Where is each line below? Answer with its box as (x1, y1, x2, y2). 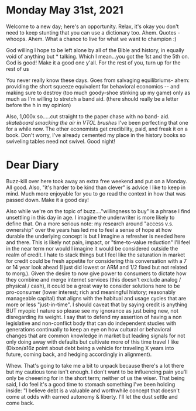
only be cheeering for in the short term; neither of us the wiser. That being (6, 374, 185, 381)
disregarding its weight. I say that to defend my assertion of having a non (6, 313, 183, 320)
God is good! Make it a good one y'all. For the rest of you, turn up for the (6, 59, 181, 66)
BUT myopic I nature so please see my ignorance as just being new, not (6, 307, 178, 314)
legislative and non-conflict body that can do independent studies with (6, 320, 177, 327)
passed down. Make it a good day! (6, 196, 90, 203)
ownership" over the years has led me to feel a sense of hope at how (6, 226, 172, 233)
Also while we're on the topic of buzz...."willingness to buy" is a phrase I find (6, 207, 191, 214)
